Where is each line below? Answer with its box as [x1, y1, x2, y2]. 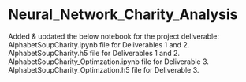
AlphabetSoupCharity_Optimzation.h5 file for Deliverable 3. [8, 65, 199, 74]
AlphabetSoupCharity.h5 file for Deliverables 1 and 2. [8, 48, 180, 58]
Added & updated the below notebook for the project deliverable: [8, 32, 219, 41]
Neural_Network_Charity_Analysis [8, 6, 238, 24]
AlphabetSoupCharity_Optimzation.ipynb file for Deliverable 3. [8, 57, 209, 66]
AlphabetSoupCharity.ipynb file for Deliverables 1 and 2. [8, 39, 190, 49]
